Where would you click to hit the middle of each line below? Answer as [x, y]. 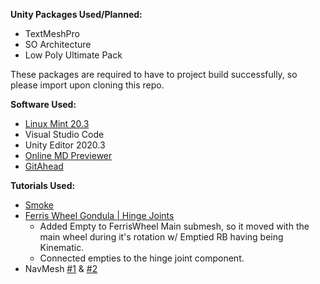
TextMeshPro [52, 33]
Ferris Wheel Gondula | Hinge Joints [99, 215]
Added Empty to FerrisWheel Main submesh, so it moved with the [174, 226]
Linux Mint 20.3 [57, 123]
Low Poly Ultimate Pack [73, 55]
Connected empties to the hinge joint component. [142, 258]
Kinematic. [62, 247]
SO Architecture [58, 44]
